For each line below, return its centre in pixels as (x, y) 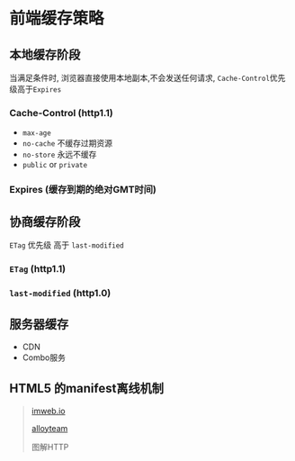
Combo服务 (44, 357)
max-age (36, 133)
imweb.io (48, 411)
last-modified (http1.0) (60, 293)
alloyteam (49, 428)
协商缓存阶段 (45, 221)
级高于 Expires (36, 89)
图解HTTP (50, 447)
